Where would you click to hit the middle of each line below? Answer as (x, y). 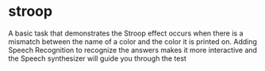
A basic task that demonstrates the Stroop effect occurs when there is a (126, 33)
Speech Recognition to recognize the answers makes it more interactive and (133, 50)
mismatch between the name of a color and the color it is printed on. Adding (133, 41)
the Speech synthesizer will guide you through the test (97, 58)
